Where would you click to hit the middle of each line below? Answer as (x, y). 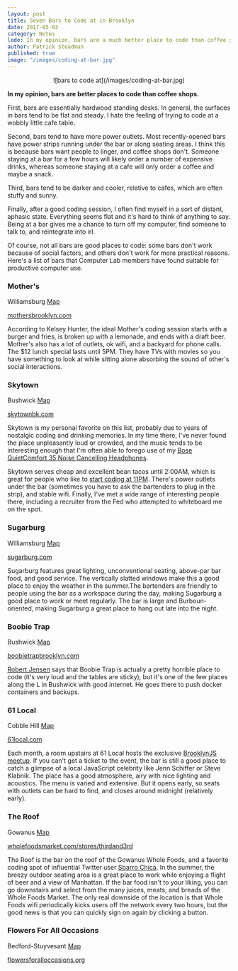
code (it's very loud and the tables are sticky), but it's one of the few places (118, 676)
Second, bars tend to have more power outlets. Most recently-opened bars (117, 136)
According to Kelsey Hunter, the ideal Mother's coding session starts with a (117, 329)
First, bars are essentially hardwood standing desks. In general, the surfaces (119, 108)
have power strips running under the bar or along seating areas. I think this (116, 144)
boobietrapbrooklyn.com (44, 655)
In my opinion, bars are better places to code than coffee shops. (103, 93)
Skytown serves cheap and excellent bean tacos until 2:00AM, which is (112, 472)
